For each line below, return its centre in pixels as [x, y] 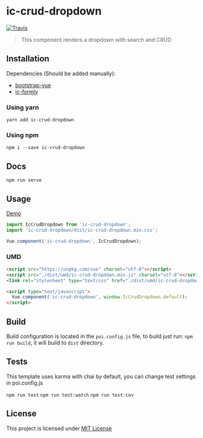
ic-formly [26, 92]
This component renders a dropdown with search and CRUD [96, 39]
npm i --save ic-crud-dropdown [46, 148]
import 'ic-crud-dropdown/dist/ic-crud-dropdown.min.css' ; [82, 230]
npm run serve [24, 180]
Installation [28, 59]
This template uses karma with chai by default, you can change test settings [101, 376]
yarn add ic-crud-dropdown [40, 120]
